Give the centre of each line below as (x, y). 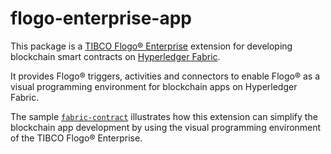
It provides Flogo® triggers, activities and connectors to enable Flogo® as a (165, 76)
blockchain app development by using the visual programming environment (166, 127)
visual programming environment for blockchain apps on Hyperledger (154, 86)
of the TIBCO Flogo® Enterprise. (76, 138)
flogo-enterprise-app (101, 18)
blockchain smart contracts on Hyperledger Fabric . (115, 56)
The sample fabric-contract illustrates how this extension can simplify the (164, 116)
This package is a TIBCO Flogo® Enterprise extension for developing (151, 46)
